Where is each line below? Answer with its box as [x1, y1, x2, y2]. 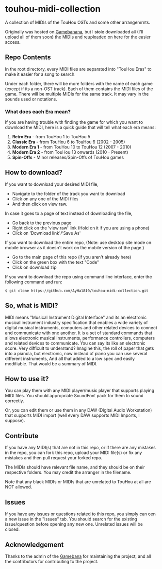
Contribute [5, 432, 39, 440]
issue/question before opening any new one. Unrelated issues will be [5, 521, 143, 527]
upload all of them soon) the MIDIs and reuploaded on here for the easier [5, 34, 151, 40]
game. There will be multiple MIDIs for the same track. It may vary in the [5, 91, 149, 97]
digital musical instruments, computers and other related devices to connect [5, 325, 158, 330]
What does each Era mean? [5, 108, 71, 115]
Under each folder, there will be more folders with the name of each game [5, 81, 153, 86]
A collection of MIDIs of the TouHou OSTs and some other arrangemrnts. [5, 19, 150, 25]
